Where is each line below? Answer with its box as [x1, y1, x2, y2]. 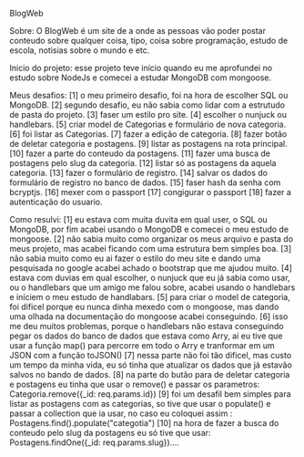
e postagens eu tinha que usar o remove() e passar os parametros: [9, 379, 260, 389]
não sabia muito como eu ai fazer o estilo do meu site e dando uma [9, 253, 261, 264]
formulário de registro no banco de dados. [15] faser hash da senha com [9, 177, 281, 188]
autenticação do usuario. [9, 196, 103, 207]
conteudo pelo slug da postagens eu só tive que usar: [9, 428, 211, 438]
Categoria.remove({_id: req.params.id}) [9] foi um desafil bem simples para [9, 389, 291, 400]
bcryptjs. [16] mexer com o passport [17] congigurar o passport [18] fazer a [9, 187, 291, 197]
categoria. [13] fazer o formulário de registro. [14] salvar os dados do [9, 168, 269, 178]
